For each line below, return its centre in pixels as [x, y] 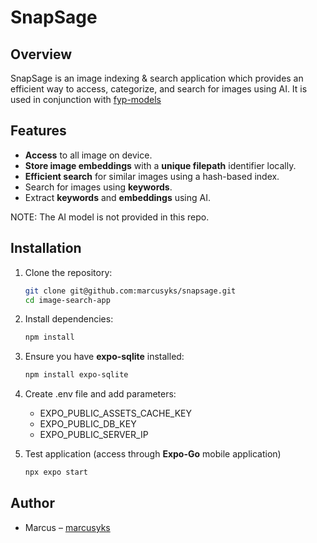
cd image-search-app [67, 300]
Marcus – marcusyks [67, 527]
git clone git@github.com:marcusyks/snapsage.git [130, 291]
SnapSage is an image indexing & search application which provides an [157, 78]
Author [32, 503]
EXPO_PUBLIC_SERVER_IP [94, 435]
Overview [41, 54]
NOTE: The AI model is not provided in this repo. [110, 217]
